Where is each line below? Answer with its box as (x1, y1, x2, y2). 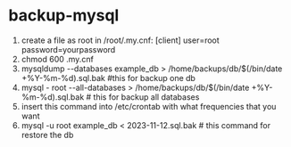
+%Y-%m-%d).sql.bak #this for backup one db (21, 72, 195, 83)
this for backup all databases (93, 91, 200, 102)
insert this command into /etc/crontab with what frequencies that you (21, 101, 277, 111)
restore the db (21, 129, 74, 140)
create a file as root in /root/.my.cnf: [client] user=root (21, 35, 220, 45)
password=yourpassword (21, 44, 116, 54)
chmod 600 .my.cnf (21, 53, 95, 64)
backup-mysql (8, 5, 120, 26)
